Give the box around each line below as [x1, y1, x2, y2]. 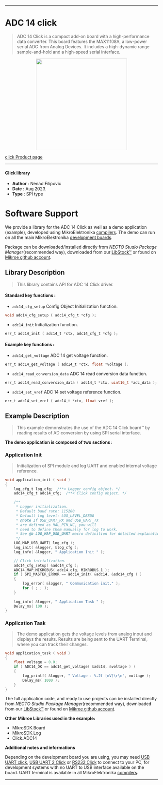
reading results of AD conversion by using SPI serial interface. [16, 430, 141, 436]
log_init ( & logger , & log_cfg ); [14, 545, 79, 550]
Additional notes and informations [5, 745, 75, 751]
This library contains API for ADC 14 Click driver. [16, 281, 114, 287]
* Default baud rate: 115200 [16, 509, 75, 514]
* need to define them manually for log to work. [16, 527, 118, 532]
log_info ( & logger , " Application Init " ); [14, 549, 105, 554]
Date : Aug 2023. [12, 186, 47, 192]
